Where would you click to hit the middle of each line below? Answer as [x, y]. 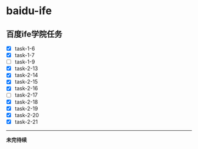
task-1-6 [25, 49]
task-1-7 [24, 55]
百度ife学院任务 [34, 34]
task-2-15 [26, 82]
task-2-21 [26, 121]
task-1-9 [25, 62]
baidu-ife [29, 11]
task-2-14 [26, 75]
